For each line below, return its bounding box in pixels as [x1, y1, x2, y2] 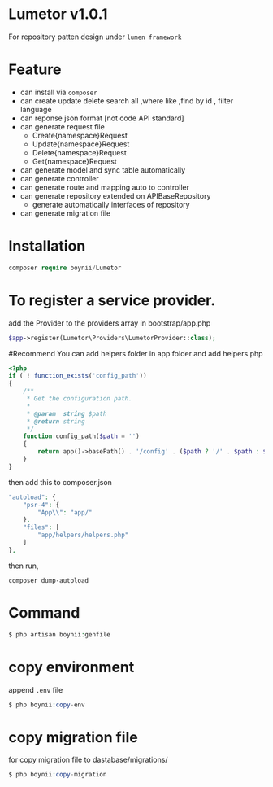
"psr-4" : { [23, 501, 60, 509]
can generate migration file [19, 208, 111, 218]
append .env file [8, 684, 63, 694]
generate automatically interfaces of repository [32, 199, 190, 209]
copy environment [8, 658, 135, 676]
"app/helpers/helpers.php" [37, 531, 129, 540]
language [19, 104, 52, 114]
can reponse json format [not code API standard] [19, 113, 184, 123]
